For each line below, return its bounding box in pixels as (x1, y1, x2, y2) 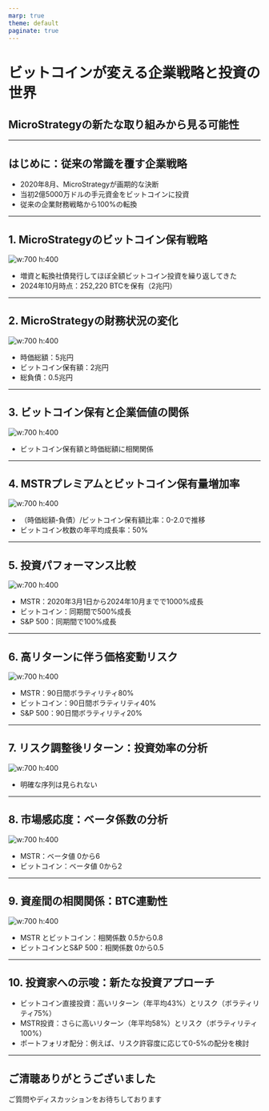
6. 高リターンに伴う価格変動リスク (8, 650, 179, 664)
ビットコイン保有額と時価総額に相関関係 (19, 443, 154, 453)
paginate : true (8, 26, 59, 34)
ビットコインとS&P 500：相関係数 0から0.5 (19, 942, 164, 953)
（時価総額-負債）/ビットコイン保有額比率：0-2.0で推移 (19, 515, 206, 525)
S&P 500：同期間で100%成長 (19, 617, 117, 627)
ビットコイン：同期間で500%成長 (19, 607, 132, 616)
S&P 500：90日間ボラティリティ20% (19, 708, 143, 718)
